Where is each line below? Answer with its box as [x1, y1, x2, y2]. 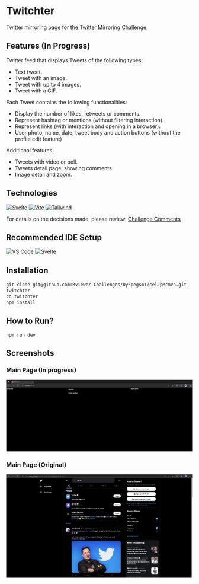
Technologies [6, 188, 58, 198]
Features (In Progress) [6, 41, 91, 51]
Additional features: [6, 146, 54, 154]
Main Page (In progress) [6, 366, 77, 374]
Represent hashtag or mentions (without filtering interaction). [14, 116, 164, 123]
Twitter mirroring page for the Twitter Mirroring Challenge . [6, 24, 148, 31]
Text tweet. [14, 68, 43, 75]
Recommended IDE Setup [6, 232, 102, 242]
